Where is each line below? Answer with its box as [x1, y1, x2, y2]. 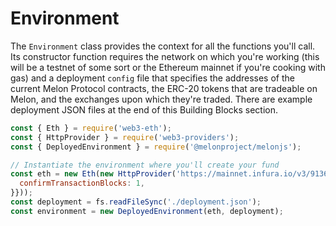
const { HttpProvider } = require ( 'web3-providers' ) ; [10, 132, 240, 142]
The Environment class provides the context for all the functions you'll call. [10, 40, 316, 52]
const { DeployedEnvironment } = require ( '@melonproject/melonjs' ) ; [10, 142, 302, 152]
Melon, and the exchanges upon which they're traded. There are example [10, 93, 313, 105]
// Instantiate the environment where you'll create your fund [10, 160, 280, 170]
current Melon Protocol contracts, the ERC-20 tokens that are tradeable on [10, 82, 318, 94]
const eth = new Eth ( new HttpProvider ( [10, 169, 177, 179]
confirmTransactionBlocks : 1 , [19, 178, 145, 189]
